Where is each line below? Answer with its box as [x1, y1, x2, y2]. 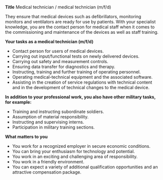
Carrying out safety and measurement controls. [12, 59, 109, 64]
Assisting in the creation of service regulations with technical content [12, 79, 152, 85]
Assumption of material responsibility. [12, 114, 89, 119]
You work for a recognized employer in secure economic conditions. [12, 143, 151, 149]
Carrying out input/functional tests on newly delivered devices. [12, 53, 140, 59]
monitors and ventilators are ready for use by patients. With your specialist [5, 19, 156, 24]
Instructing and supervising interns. [12, 119, 84, 125]
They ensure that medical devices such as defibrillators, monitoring [5, 14, 141, 19]
